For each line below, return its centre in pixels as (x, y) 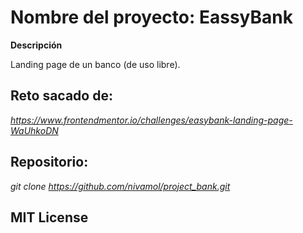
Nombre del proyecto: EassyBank (151, 17)
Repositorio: (49, 162)
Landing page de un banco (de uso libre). (95, 64)
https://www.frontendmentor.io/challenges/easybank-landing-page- (151, 120)
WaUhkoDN (34, 130)
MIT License (49, 217)
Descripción (36, 45)
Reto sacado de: (61, 96)
